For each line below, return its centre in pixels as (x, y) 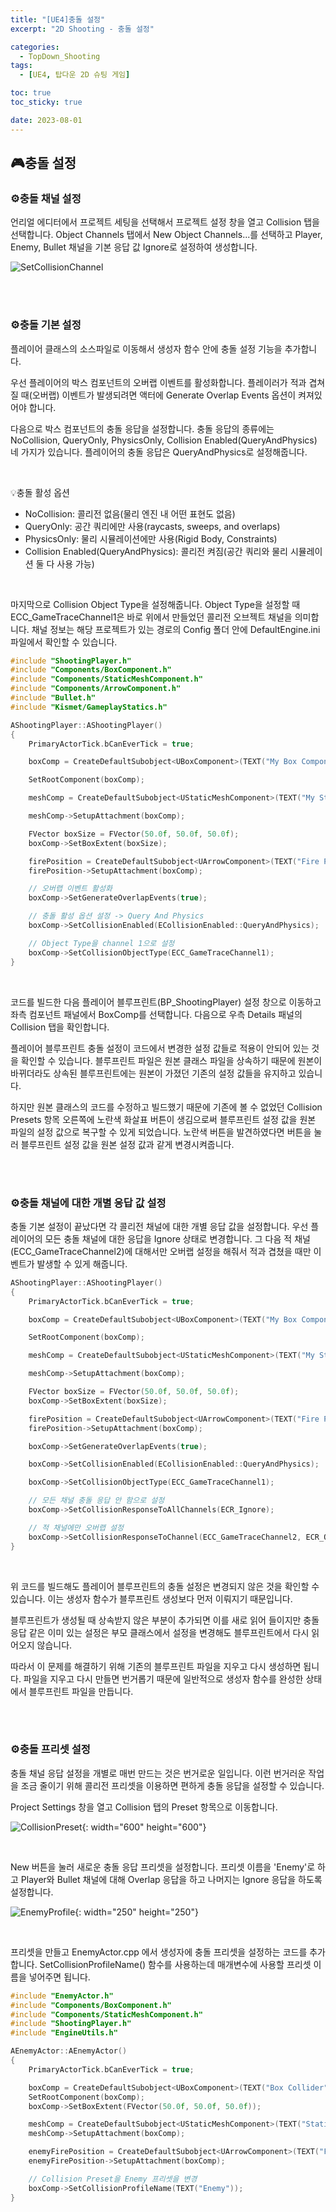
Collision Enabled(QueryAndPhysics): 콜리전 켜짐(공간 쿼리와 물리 (156, 551)
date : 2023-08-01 (46, 120)
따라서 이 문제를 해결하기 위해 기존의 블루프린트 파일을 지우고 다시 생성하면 (156, 1666)
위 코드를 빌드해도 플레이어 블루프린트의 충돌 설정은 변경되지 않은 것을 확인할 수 (165, 1586)
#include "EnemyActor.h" (62, 1996)
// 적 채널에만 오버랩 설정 (76, 1527)
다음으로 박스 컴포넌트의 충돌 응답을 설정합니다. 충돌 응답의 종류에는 (142, 428)
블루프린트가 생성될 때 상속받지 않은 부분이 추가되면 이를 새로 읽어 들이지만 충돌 (165, 1620)
